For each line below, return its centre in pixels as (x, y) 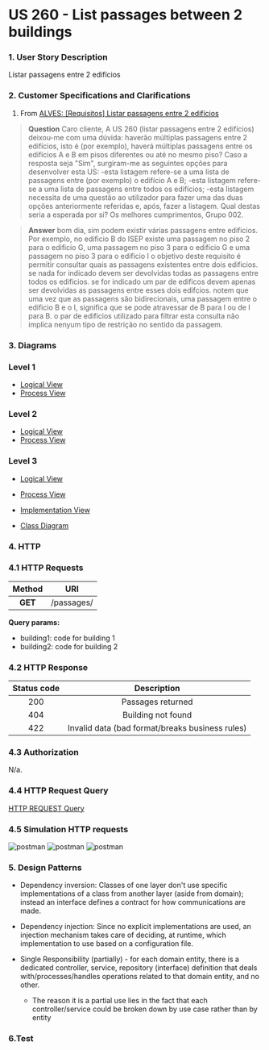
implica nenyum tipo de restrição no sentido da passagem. (125, 324)
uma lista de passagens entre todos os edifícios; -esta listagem (149, 189)
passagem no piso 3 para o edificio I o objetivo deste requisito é (134, 256)
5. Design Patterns (45, 867)
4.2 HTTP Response (48, 667)
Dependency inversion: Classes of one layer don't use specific (124, 885)
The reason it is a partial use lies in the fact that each (120, 1001)
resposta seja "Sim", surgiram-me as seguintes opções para (128, 163)
